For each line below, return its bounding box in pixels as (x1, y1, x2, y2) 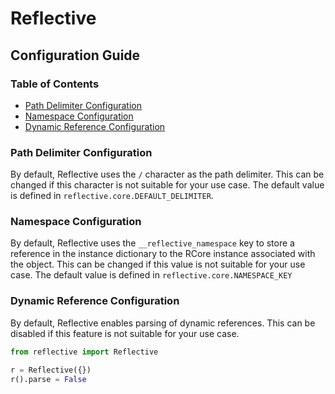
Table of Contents (10, 77, 100, 91)
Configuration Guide (10, 47, 141, 64)
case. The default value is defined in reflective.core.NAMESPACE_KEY (10, 269, 293, 281)
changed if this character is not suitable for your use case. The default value (10, 179, 325, 191)
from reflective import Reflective (10, 347, 159, 357)
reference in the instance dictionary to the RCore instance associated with (10, 248, 316, 260)
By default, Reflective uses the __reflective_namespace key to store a (10, 237, 295, 249)
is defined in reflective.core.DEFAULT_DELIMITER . (10, 190, 214, 202)
